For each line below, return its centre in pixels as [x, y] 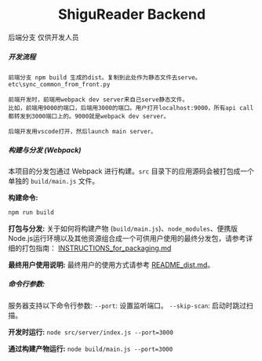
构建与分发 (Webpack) [45, 150]
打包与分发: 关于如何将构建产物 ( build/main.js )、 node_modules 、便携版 [123, 228]
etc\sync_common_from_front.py [59, 84]
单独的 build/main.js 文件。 [54, 180]
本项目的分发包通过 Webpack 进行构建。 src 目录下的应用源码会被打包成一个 [131, 171]
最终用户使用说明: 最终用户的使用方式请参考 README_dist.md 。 [111, 264]
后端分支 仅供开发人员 [44, 37]
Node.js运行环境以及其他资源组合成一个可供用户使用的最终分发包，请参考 [127, 238]
